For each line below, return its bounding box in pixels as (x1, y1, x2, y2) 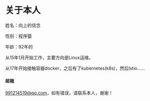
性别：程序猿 (5, 33, 32, 39)
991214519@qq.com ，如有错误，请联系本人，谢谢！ (5, 90, 113, 96)
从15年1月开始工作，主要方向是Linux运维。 (5, 54, 94, 61)
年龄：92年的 (5, 43, 33, 49)
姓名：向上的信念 (5, 22, 41, 28)
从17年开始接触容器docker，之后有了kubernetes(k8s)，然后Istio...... (5, 65, 145, 71)
